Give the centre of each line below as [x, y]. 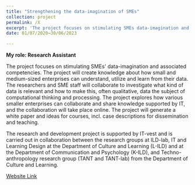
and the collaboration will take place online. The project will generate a [91, 110]
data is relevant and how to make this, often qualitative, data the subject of [96, 91]
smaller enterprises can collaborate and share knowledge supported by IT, [96, 104]
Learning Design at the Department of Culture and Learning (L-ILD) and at [95, 146]
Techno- [171, 152]
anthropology [22, 159]
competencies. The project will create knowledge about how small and [91, 73]
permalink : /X [23, 22]
